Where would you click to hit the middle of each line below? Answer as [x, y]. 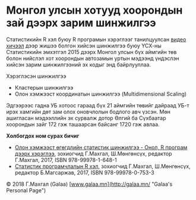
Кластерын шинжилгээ [44, 87]
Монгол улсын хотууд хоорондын [94, 10]
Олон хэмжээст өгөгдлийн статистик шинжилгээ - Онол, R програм [101, 147]
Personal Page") [26, 190]
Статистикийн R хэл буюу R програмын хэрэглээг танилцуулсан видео [96, 39]
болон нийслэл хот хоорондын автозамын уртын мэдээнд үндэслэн [93, 58]
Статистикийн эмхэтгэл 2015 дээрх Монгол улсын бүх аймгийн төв [91, 52]
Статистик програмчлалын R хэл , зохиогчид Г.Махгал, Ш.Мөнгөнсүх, [103, 166]
